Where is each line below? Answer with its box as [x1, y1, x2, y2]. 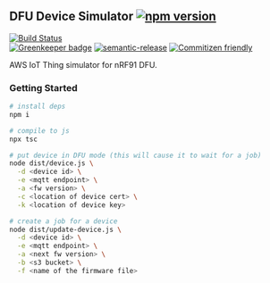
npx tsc [9, 135, 38, 144]
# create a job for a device [9, 216, 118, 226]
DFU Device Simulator [9, 9, 134, 24]
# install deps [9, 102, 66, 112]
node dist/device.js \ [9, 159, 94, 168]
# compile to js [9, 126, 70, 135]
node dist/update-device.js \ [9, 225, 122, 234]
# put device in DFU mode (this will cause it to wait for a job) [9, 151, 262, 160]
